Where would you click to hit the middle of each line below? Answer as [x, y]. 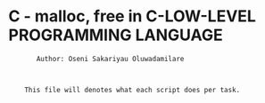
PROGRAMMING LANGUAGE [116, 35]
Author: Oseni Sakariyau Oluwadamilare [110, 59]
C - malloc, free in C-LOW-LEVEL [132, 16]
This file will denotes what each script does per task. [132, 90]
